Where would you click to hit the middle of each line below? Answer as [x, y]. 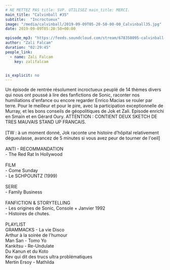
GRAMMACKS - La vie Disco [35, 230]
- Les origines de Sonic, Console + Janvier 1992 [55, 208]
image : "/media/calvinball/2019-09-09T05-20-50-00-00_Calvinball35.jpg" [83, 24]
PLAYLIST [16, 224]
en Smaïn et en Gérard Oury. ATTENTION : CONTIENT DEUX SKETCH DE [81, 117]
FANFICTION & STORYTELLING [38, 203]
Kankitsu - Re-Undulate [30, 246]
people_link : [19, 52]
